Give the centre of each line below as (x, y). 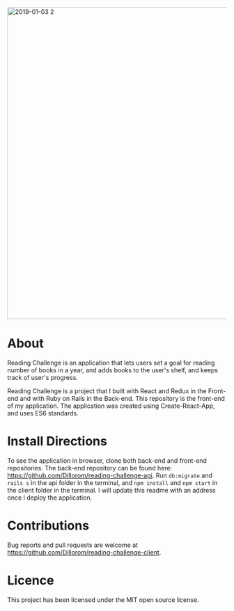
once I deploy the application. (50, 498)
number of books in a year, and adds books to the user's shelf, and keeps (112, 370)
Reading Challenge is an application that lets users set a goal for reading (111, 363)
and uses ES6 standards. (43, 413)
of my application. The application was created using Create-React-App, (111, 406)
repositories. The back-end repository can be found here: (90, 468)
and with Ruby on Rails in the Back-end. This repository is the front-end (122, 398)
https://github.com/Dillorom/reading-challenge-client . (84, 552)
